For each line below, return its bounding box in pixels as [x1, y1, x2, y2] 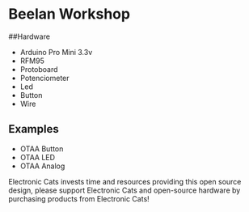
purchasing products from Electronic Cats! [8, 193, 150, 203]
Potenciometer [19, 73, 70, 83]
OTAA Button [19, 143, 64, 154]
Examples [8, 122, 59, 136]
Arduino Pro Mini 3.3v [19, 47, 93, 57]
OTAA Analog [19, 161, 65, 171]
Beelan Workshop [8, 5, 131, 23]
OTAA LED [19, 152, 55, 162]
